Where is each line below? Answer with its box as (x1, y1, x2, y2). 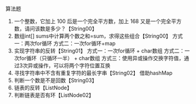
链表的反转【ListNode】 (14, 84, 72, 91)
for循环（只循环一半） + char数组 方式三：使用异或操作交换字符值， (19, 55, 184, 61)
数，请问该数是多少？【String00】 (14, 25, 98, 32)
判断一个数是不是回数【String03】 (14, 77, 98, 84)
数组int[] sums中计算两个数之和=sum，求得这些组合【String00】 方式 (14, 32, 183, 40)
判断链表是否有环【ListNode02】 (14, 92, 95, 99)
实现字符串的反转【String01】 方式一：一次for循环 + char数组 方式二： (14, 47, 185, 54)
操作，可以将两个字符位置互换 (38, 62, 111, 69)
